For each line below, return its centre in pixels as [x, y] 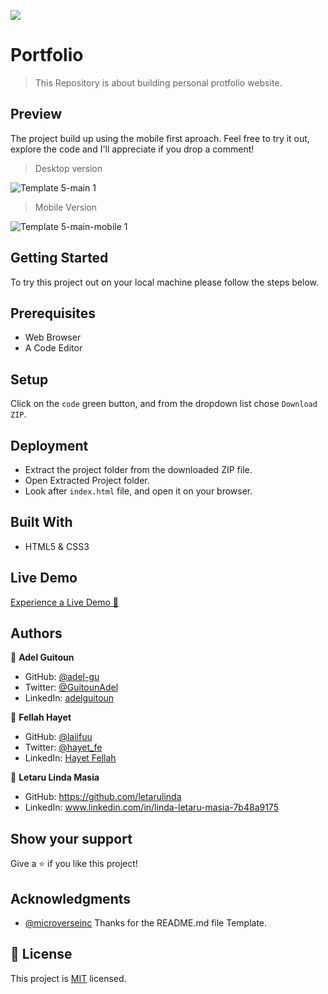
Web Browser [53, 337]
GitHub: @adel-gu [62, 677]
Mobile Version [66, 207]
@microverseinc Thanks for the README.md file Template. [146, 923]
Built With [41, 522]
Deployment [49, 445]
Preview [36, 114]
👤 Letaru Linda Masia [55, 777]
